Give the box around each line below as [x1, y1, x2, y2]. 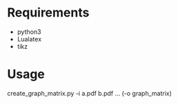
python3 [17, 28, 41, 36]
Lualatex [17, 34, 42, 43]
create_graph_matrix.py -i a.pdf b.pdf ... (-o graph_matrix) [7, 89, 172, 97]
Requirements [7, 5, 90, 21]
